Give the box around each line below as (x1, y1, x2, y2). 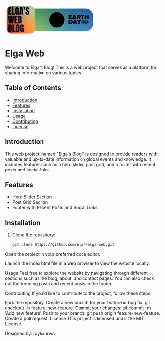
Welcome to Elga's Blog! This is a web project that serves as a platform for (5, 64, 157, 70)
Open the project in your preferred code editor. (5, 251, 101, 257)
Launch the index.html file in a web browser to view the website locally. (5, 260, 150, 266)
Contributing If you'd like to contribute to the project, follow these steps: (5, 290, 152, 296)
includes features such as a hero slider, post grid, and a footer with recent (5, 161, 156, 167)
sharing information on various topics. (5, 69, 82, 76)
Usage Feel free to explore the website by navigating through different (5, 270, 148, 276)
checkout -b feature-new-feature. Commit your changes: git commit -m (5, 305, 151, 311)
